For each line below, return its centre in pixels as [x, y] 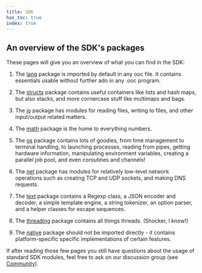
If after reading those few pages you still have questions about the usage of [100, 251]
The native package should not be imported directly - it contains [95, 233]
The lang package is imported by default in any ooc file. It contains [98, 74]
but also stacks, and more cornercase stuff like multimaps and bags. [100, 99]
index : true [21, 23]
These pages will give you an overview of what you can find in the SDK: [96, 62]
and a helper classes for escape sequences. [70, 209]
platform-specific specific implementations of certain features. [93, 239]
